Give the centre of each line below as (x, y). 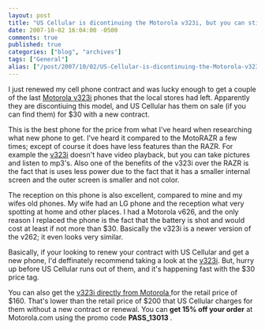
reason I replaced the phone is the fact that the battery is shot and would (127, 220)
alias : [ (22, 67)
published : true (35, 45)
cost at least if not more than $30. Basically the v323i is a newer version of (130, 228)
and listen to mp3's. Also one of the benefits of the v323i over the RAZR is (129, 163)
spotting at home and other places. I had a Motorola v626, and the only (123, 211)
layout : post (30, 15)
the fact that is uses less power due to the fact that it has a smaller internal (129, 171)
